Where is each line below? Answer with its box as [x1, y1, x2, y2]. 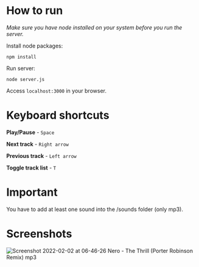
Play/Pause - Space [6, 129, 55, 136]
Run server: [6, 65, 35, 72]
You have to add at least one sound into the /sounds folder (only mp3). [6, 205, 184, 213]
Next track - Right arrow [6, 140, 69, 148]
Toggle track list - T [6, 164, 57, 171]
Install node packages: [6, 42, 63, 49]
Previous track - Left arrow [6, 152, 77, 159]
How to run [6, 4, 63, 18]
